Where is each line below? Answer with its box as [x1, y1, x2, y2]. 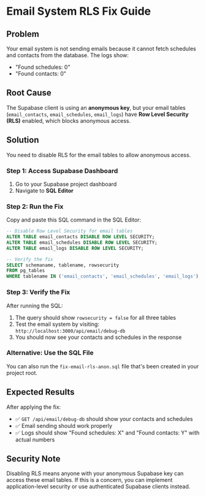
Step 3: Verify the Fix [6, 288, 71, 296]
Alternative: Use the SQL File [6, 349, 94, 357]
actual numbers [15, 436, 55, 443]
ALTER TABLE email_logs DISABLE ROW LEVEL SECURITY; [6, 245, 144, 251]
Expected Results [6, 387, 75, 397]
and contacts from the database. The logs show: [6, 52, 129, 59]
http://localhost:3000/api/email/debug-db [15, 328, 126, 334]
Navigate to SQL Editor [15, 187, 74, 194]
